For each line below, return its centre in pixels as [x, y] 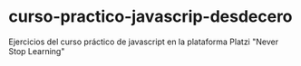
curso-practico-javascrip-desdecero [150, 17]
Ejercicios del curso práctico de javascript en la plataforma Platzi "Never [143, 42]
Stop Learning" [37, 51]
